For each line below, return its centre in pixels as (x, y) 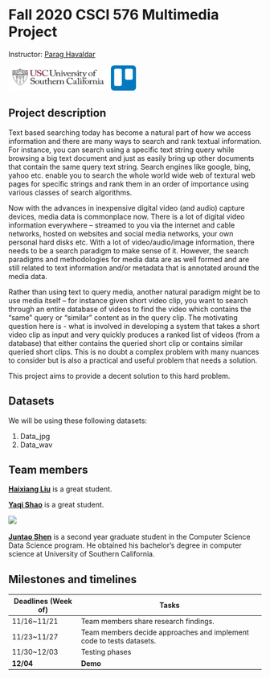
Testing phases (106, 652)
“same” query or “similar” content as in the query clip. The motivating (123, 317)
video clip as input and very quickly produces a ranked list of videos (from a (134, 335)
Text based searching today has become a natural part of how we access (130, 132)
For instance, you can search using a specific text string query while (121, 150)
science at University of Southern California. (82, 554)
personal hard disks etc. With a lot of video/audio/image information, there (131, 242)
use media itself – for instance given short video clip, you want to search (128, 300)
